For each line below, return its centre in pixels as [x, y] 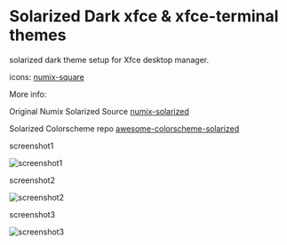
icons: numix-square [47, 76]
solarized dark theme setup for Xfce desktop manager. [109, 59]
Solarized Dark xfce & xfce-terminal [144, 16]
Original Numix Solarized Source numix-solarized [99, 111]
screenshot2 [32, 180]
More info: [28, 94]
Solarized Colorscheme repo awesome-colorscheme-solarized [124, 128]
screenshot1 [32, 146]
